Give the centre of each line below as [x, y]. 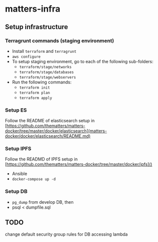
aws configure [26, 57]
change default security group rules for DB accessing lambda [66, 234]
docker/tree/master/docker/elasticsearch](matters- [56, 131]
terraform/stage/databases [47, 72]
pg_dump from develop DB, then [43, 202]
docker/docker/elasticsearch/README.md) [48, 136]
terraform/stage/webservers [47, 77]
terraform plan [34, 93]
